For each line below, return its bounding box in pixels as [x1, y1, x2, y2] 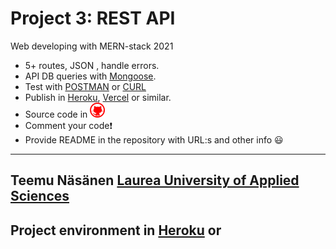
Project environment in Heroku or [10, 222, 222, 239]
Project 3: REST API [10, 7, 176, 30]
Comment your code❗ [24, 119, 113, 131]
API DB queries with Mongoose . [24, 70, 157, 82]
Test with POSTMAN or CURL [24, 80, 147, 92]
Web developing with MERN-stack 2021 [10, 40, 174, 52]
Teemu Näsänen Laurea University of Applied [10, 172, 300, 189]
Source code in [24, 108, 88, 120]
